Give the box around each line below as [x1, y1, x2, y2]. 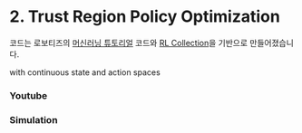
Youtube [9, 89, 48, 101]
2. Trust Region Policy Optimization [9, 6, 281, 27]
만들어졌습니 [248, 37, 295, 48]
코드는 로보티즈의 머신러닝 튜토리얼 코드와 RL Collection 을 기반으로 [9, 37, 248, 48]
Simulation [9, 113, 58, 126]
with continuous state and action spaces [9, 66, 161, 78]
